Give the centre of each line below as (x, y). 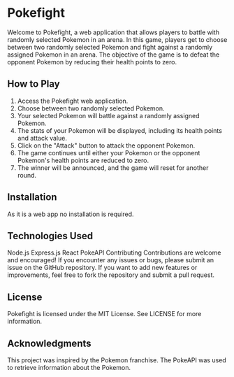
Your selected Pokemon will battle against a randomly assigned (108, 115)
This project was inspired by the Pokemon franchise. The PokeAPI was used (117, 360)
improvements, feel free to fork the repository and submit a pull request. (111, 275)
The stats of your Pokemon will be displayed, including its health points (119, 130)
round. (27, 175)
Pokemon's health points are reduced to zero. (83, 160)
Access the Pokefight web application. (73, 101)
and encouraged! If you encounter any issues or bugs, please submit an (111, 260)
